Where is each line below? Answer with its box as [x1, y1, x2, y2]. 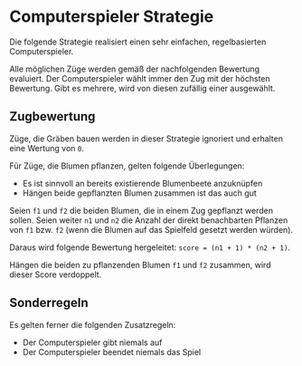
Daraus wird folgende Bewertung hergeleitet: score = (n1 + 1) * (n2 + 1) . [9, 242, 291, 253]
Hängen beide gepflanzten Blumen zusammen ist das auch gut [22, 188, 258, 198]
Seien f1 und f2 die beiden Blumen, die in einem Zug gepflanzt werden [9, 205, 274, 216]
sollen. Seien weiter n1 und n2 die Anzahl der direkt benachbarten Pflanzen [9, 215, 288, 226]
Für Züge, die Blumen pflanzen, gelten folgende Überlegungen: [9, 160, 245, 171]
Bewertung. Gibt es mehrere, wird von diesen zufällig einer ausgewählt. [9, 82, 276, 93]
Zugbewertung [9, 109, 96, 124]
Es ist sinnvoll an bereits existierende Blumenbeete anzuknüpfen [22, 178, 263, 188]
